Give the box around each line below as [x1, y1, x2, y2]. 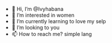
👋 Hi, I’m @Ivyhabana [11, 6, 64, 12]
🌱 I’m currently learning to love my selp [11, 18, 107, 24]
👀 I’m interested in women [11, 12, 75, 19]
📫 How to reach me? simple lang [11, 31, 92, 37]
